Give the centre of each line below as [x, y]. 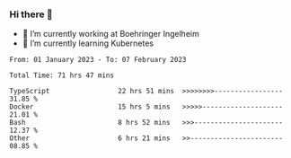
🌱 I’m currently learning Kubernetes [88, 43]
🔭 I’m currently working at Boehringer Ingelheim [110, 34]
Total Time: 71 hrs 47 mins [62, 75]
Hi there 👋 [31, 14]
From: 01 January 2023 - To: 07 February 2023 [98, 60]
